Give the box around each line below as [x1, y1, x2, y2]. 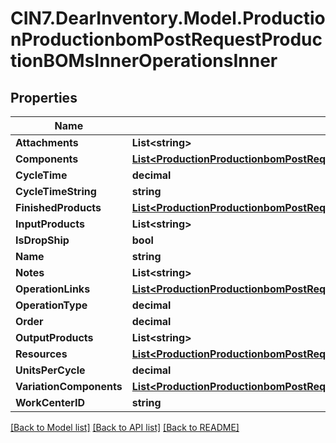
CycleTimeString [15, 185, 97, 198]
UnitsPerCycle [15, 363, 86, 377]
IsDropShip [15, 233, 70, 247]
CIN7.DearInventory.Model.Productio [10, 7, 326, 30]
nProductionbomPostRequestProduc [10, 28, 323, 51]
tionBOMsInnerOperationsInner [10, 50, 278, 72]
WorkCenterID [15, 396, 86, 409]
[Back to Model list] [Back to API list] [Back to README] [10, 422, 240, 433]
